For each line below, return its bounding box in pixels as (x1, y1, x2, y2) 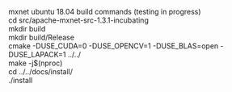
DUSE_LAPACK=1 (8, 50, 66, 59)
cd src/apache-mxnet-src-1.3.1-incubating (8, 15, 150, 25)
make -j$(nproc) (8, 58, 63, 68)
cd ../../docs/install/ (8, 67, 73, 76)
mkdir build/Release (8, 32, 75, 42)
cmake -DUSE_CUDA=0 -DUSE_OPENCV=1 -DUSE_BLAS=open (8, 41, 219, 51)
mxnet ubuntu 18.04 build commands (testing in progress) (8, 7, 201, 16)
